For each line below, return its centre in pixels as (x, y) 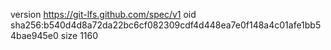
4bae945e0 (34, 35)
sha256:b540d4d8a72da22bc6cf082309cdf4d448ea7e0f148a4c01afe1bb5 (166, 25)
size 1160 (79, 35)
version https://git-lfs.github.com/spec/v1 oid (103, 14)
